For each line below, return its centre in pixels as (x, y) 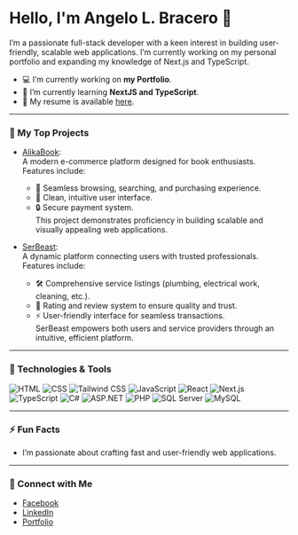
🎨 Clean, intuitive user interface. (94, 198)
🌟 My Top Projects (49, 132)
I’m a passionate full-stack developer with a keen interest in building (133, 43)
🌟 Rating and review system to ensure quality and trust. (136, 306)
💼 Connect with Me (51, 484)
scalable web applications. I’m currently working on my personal (159, 51)
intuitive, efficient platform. (84, 338)
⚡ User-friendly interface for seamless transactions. (130, 316)
